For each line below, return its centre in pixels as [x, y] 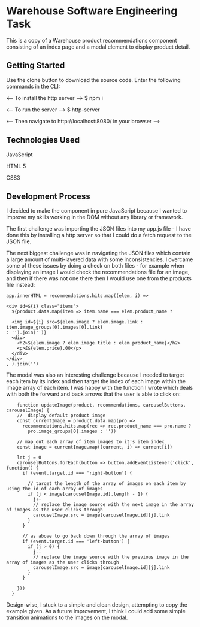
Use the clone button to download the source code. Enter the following [93, 80]
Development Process [49, 196]
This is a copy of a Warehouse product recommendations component [92, 40]
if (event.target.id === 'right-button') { [77, 473]
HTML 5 [16, 166]
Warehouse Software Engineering [92, 11]
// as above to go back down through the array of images [96, 536]
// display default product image [61, 416]
